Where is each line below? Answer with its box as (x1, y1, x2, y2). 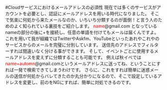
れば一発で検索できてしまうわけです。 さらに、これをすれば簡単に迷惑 (5, 67, 151, 72)
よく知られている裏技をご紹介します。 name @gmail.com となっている (13, 23, 158, 29)
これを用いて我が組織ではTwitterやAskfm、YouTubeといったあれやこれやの (5, 35, 160, 41)
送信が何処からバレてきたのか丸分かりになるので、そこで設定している (13, 73, 158, 79)
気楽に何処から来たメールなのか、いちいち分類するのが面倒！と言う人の (9, 17, 158, 22)
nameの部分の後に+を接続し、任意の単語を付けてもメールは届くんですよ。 (5, 29, 159, 35)
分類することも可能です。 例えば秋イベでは (53, 54, 142, 60)
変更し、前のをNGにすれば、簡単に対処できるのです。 (22, 79, 134, 85)
